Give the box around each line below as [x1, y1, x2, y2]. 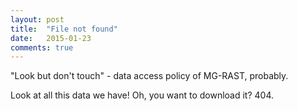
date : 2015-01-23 [10, 33, 92, 43]
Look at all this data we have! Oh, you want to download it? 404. [10, 89, 275, 101]
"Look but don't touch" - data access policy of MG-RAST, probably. [10, 70, 289, 82]
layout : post [10, 14, 65, 25]
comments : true [10, 42, 74, 53]
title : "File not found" [10, 24, 118, 34]
